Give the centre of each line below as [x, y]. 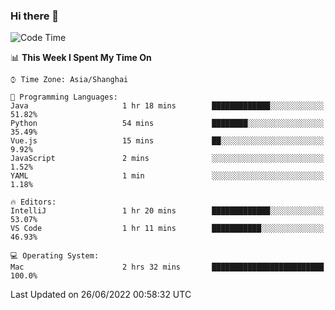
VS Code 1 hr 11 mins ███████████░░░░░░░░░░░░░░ [167, 229]
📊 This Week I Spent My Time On [81, 58]
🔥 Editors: [33, 202]
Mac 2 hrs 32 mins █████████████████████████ [167, 267]
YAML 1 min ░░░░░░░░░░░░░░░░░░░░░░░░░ [167, 176]
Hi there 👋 [35, 16]
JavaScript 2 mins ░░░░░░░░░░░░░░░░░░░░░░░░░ [167, 159]
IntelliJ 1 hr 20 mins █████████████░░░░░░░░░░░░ [167, 211]
